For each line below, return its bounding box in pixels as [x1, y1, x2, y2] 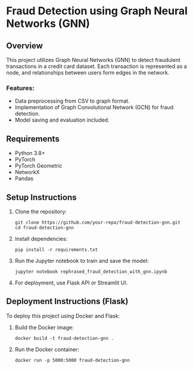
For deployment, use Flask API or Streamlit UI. [14, 279, 128, 286]
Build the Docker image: [14, 324, 74, 331]
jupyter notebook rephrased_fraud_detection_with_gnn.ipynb [14, 268, 167, 275]
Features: [6, 83, 35, 92]
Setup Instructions [6, 192, 77, 202]
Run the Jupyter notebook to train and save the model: [14, 257, 149, 264]
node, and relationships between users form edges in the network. [6, 69, 170, 76]
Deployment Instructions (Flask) [6, 296, 129, 306]
